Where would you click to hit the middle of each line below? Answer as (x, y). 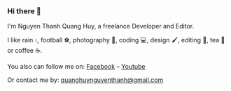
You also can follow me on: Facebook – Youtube (76, 67)
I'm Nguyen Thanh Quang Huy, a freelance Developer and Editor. (101, 26)
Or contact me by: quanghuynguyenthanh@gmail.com (85, 80)
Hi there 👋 (24, 11)
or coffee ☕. (25, 51)
